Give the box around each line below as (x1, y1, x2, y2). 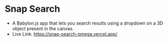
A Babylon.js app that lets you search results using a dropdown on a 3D (12, 20, 163, 26)
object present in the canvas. (12, 25, 74, 31)
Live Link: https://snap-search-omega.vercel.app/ (12, 31, 118, 37)
